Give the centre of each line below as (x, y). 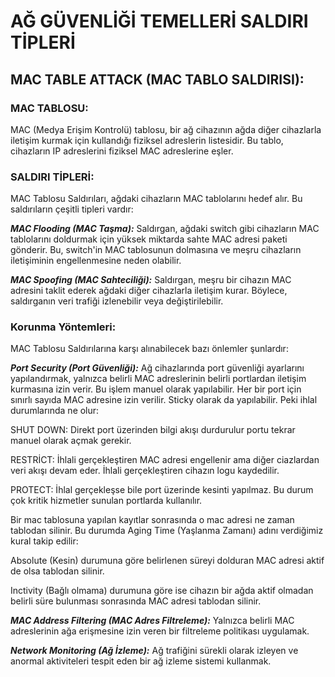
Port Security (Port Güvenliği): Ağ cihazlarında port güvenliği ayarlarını (157, 368)
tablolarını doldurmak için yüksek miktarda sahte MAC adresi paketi (149, 239)
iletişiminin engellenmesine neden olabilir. (96, 261)
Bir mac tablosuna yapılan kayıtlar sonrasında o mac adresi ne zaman (152, 520)
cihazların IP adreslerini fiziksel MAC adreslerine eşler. (122, 151)
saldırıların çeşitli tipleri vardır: (72, 209)
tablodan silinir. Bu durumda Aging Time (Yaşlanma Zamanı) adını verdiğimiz (167, 531)
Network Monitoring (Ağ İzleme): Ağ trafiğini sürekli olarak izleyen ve (154, 651)
